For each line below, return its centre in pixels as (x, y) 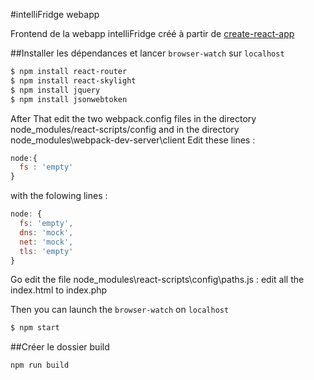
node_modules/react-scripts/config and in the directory (125, 129)
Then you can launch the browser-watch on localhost (120, 310)
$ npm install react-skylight (73, 80)
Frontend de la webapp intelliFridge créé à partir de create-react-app (152, 33)
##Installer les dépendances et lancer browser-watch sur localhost (147, 53)
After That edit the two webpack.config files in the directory (133, 118)
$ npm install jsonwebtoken (69, 99)
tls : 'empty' (46, 251)
